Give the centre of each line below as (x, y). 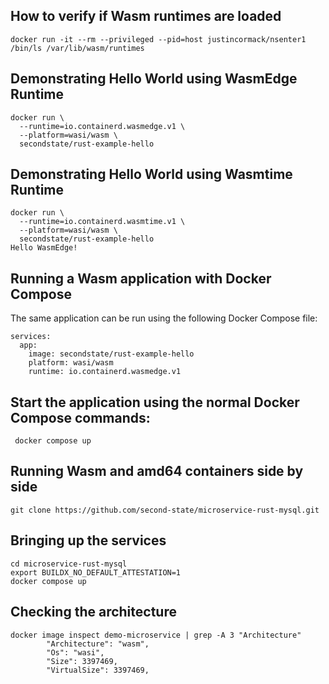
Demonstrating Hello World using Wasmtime (151, 174)
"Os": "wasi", (75, 652)
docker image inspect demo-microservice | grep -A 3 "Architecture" (156, 635)
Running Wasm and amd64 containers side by (157, 471)
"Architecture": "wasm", (98, 644)
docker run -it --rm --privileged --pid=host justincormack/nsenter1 (158, 39)
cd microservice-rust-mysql (69, 564)
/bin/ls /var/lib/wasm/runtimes (77, 48)
